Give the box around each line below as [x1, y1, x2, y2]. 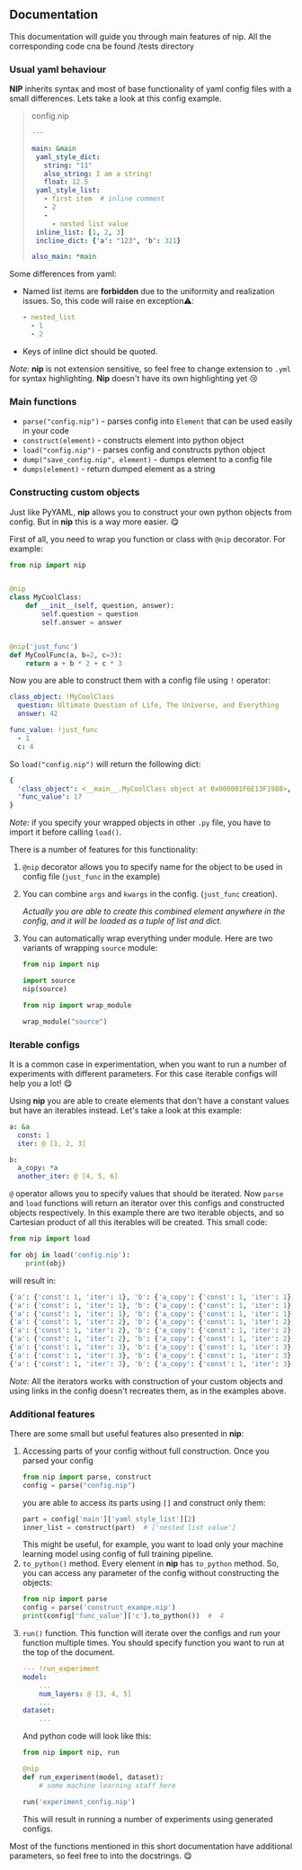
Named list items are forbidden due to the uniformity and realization [22, 286, 275, 297]
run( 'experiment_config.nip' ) [22, 1797, 137, 1806]
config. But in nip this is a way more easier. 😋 [9, 516, 180, 527]
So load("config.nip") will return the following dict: [9, 758, 201, 769]
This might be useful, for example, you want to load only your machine [22, 1539, 284, 1550]
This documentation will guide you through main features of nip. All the [9, 31, 272, 41]
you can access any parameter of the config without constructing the [22, 1568, 280, 1579]
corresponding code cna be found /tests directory [9, 40, 195, 51]
